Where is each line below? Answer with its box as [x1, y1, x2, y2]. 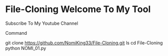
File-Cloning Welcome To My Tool [5, 4, 151, 15]
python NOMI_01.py [5, 45, 46, 51]
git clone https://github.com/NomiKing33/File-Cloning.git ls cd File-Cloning [5, 39, 163, 46]
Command [5, 30, 27, 36]
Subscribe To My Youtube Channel [5, 20, 78, 26]
